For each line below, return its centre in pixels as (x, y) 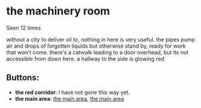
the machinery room (58, 11)
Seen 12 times (24, 28)
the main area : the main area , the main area (69, 98)
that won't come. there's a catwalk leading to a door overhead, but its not (97, 52)
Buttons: (23, 78)
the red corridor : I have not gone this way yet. (72, 92)
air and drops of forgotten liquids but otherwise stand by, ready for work (96, 46)
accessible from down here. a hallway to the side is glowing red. (86, 59)
